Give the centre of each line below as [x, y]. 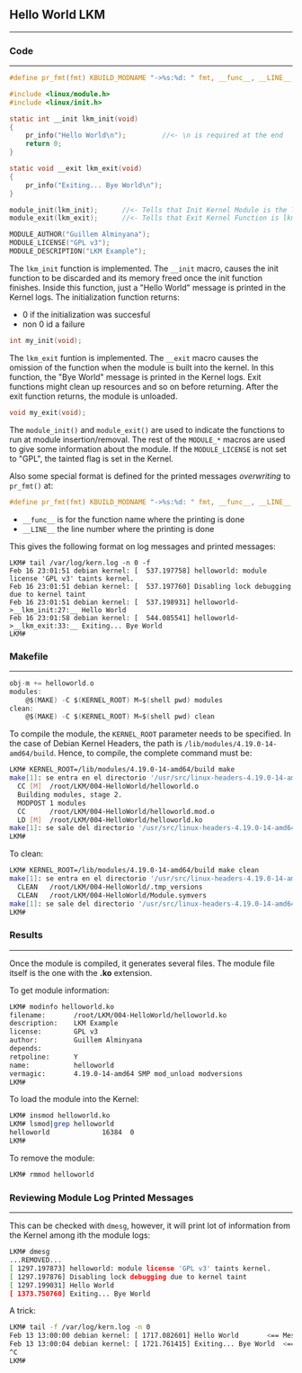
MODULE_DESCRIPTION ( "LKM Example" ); [78, 251]
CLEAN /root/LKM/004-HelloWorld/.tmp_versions [110, 887]
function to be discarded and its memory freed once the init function [136, 277]
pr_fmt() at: [31, 485]
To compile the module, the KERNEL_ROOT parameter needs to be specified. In [150, 734]
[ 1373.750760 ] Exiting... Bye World [80, 1294]
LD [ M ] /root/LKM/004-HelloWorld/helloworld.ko [110, 820]
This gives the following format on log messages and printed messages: [142, 546]
